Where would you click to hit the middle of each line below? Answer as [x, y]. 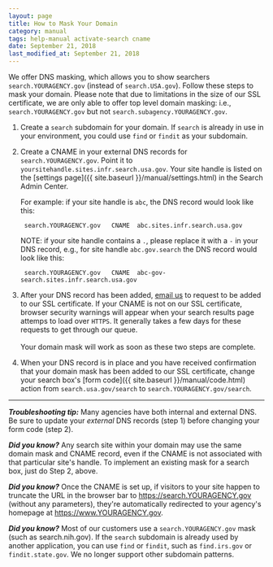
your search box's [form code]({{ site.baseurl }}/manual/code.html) [133, 380]
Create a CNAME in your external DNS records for [104, 152]
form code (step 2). [41, 429]
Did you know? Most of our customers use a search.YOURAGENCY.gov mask [132, 528]
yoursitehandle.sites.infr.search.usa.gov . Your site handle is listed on [141, 169]
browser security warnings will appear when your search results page [137, 312]
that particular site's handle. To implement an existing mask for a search [129, 462]
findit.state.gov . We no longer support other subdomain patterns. [121, 554]
